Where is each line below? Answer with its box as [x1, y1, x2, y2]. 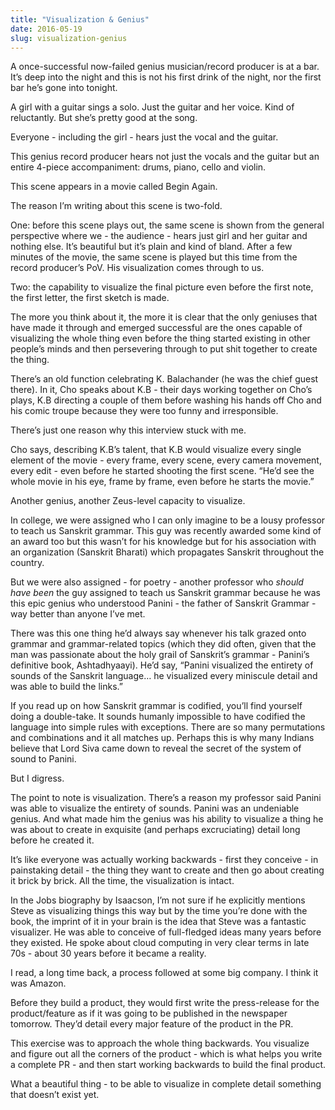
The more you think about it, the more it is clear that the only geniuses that [10, 311, 318, 323]
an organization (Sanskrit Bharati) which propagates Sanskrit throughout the [10, 546, 325, 558]
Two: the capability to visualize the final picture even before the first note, [10, 281, 314, 293]
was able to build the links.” [10, 681, 123, 693]
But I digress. [10, 772, 65, 785]
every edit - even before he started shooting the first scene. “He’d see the [10, 465, 315, 477]
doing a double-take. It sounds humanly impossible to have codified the [10, 711, 306, 723]
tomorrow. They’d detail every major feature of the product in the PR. [10, 1018, 294, 1030]
